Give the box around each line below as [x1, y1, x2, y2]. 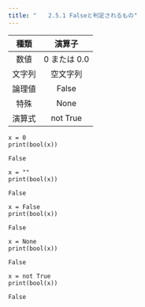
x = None [8, 237, 37, 245]
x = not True [8, 272, 51, 280]
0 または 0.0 [43, 53, 90, 64]
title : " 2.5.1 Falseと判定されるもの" [8, 11, 138, 20]
